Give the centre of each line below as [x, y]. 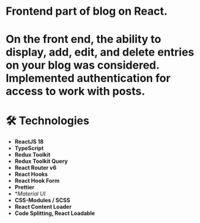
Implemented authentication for [88, 78]
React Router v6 [35, 168]
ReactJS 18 [29, 142]
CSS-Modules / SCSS [43, 200]
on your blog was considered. [83, 65]
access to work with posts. [76, 92]
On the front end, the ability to [83, 40]
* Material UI [30, 194]
